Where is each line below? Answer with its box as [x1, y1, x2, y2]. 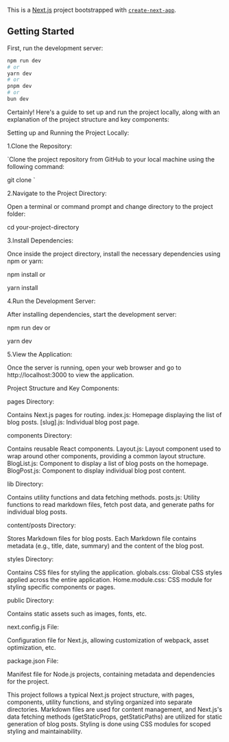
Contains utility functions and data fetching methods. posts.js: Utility [7, 493, 200, 501]
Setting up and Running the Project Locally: [7, 128, 130, 137]
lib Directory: [7, 480, 44, 488]
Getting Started [7, 25, 75, 37]
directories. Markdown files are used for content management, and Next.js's [7, 705, 223, 713]
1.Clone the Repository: [7, 142, 73, 150]
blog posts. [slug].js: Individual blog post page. [7, 418, 140, 426]
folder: [7, 210, 26, 218]
